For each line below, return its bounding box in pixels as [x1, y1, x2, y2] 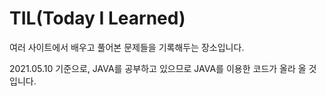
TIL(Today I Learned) [9, 7, 186, 30]
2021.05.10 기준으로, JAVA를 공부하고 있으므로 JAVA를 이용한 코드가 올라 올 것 [9, 62, 317, 74]
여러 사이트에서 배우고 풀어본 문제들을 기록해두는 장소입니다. [9, 41, 245, 53]
